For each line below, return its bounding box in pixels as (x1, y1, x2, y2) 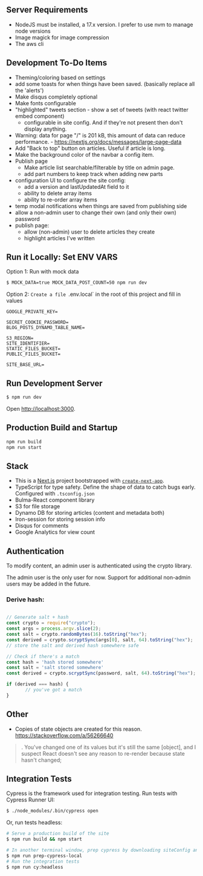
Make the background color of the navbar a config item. (14, 151, 155, 158)
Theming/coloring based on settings (14, 74, 106, 81)
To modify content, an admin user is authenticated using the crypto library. (6, 562, 192, 569)
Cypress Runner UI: (6, 796, 55, 803)
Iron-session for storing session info (14, 515, 106, 523)
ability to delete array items (24, 189, 92, 197)
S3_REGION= (6, 335, 34, 341)
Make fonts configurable (14, 99, 77, 106)
